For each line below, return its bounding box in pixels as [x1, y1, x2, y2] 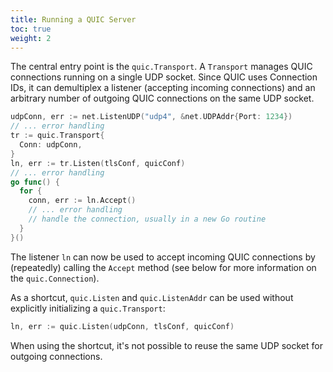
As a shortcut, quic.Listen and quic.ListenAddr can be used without [10, 291, 294, 303]
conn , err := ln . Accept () [28, 196, 137, 206]
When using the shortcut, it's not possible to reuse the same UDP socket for [10, 339, 323, 351]
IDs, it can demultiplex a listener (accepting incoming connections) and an [10, 82, 316, 94]
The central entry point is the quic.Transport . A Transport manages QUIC [10, 61, 313, 73]
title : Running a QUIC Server [10, 14, 137, 25]
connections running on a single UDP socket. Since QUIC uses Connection [10, 71, 318, 83]
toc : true [10, 24, 52, 34]
